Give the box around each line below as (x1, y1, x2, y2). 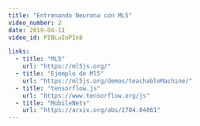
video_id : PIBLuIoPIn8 (8, 33, 83, 42)
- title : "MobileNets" (15, 99, 90, 107)
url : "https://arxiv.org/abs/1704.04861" (22, 106, 160, 114)
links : (8, 48, 30, 56)
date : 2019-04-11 (8, 26, 66, 34)
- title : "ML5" (15, 55, 66, 63)
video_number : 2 (8, 19, 62, 27)
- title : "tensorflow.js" (15, 84, 101, 92)
